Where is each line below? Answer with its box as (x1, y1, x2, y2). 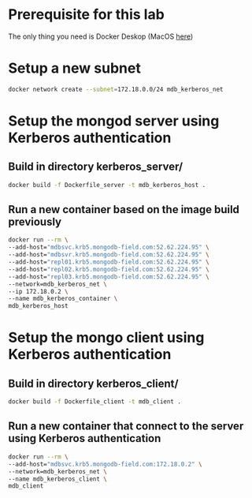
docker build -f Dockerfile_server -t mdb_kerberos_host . (8, 181, 206, 189)
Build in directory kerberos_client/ (8, 376, 179, 390)
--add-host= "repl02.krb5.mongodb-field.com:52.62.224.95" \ (8, 265, 210, 273)
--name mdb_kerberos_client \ (8, 475, 108, 483)
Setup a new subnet (8, 59, 142, 77)
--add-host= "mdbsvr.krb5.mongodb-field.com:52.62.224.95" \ (8, 251, 210, 259)
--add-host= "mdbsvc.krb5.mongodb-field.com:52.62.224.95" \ (8, 243, 210, 252)
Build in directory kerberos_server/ (8, 160, 183, 174)
